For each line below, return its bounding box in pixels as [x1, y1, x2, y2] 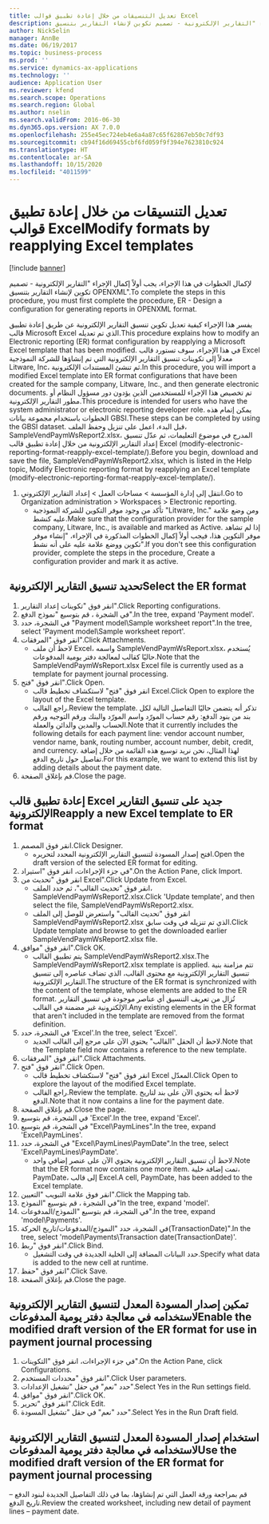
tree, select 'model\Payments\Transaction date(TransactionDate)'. [20, 1232, 237, 1241]
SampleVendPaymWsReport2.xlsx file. [32, 934, 158, 943]
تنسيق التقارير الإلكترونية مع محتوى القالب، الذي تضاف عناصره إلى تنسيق [32, 968, 250, 978]
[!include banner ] [9, 263, 66, 272]
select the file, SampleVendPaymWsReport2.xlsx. [32, 900, 195, 910]
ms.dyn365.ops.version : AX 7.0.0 [9, 123, 121, 131]
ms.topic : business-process [9, 49, 103, 57]
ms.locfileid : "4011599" [9, 168, 92, 176]
